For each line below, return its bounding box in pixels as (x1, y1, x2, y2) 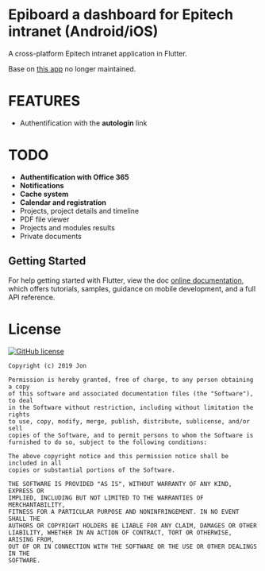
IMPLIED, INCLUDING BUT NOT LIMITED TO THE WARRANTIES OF (8, 494, 204, 502)
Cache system (19, 189, 69, 199)
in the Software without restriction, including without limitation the (8, 403, 254, 411)
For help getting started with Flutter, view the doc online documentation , (8, 276, 244, 285)
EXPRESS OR (8, 487, 44, 495)
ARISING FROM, (8, 535, 56, 543)
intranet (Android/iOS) (8, 22, 159, 41)
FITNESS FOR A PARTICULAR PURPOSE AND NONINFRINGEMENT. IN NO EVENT (8, 507, 240, 515)
